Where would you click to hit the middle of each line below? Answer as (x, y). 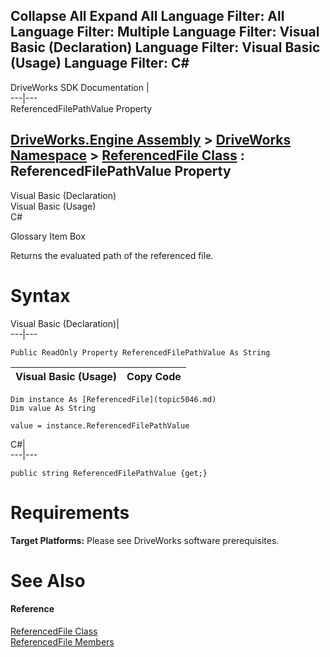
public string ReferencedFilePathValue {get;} (109, 473)
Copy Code (154, 376)
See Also (48, 580)
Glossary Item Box (48, 236)
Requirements (70, 512)
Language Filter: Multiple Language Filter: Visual (165, 32)
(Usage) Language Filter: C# (100, 63)
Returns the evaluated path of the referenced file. (112, 255)
